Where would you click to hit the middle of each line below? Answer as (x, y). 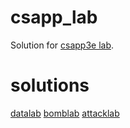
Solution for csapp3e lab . (62, 45)
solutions (50, 85)
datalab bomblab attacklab (65, 113)
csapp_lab (54, 17)
